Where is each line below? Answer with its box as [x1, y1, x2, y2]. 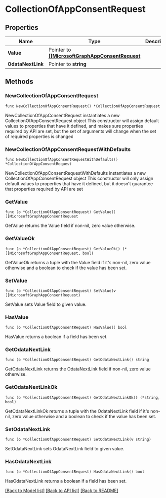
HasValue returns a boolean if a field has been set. [5, 334, 108, 340]
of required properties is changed [5, 133, 74, 140]
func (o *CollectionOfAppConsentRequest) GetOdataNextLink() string [5, 357, 149, 362]
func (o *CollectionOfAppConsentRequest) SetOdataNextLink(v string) [5, 437, 152, 442]
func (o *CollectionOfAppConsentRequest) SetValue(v [5, 288, 116, 293]
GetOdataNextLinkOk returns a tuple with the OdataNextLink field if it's [5, 408, 150, 414]
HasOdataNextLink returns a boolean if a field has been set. [5, 478, 127, 484]
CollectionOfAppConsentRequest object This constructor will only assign [5, 175, 154, 181]
